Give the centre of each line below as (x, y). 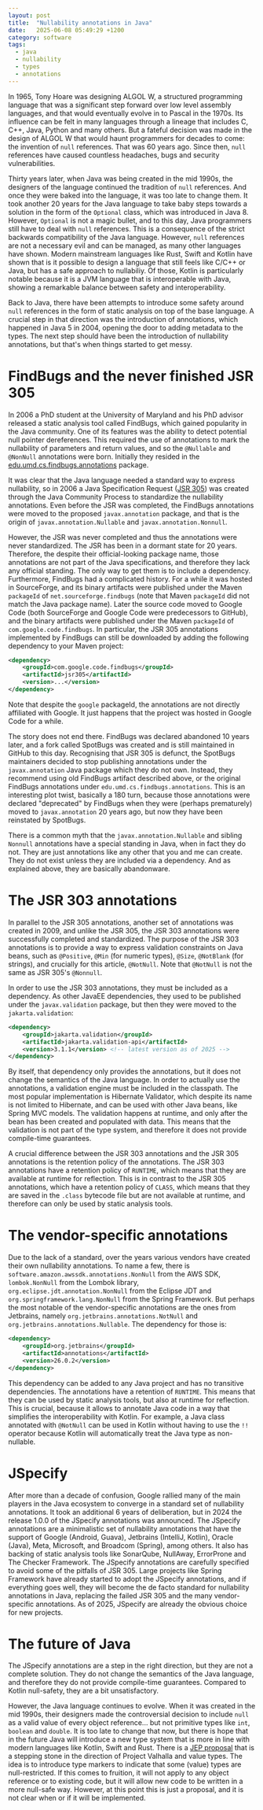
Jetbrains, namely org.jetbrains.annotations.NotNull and (103, 1316)
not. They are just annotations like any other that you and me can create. (126, 851)
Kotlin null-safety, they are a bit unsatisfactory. (84, 1691)
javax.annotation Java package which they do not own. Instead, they (121, 770)
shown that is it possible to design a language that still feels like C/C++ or (127, 262)
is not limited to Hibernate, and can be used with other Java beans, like (123, 1105)
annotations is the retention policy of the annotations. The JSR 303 (117, 1162)
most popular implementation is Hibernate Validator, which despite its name (130, 1097)
